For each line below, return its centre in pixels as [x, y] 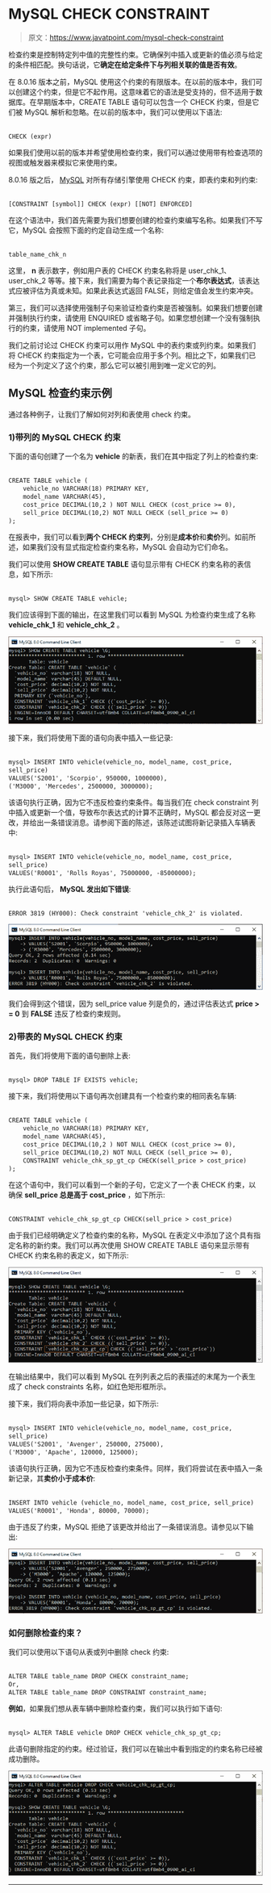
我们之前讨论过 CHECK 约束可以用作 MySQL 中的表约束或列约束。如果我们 [132, 345]
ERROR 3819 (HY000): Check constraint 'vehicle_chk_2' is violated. [126, 914]
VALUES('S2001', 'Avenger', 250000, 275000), [86, 1445]
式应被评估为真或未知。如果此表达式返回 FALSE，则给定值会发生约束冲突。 [133, 291]
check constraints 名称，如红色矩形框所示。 [97, 1387]
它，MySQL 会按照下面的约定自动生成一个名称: [86, 230]
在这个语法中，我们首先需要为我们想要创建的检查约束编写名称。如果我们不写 [135, 220]
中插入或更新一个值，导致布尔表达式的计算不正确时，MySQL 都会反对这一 [131, 813]
